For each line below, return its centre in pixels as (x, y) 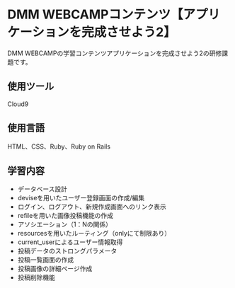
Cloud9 (18, 104)
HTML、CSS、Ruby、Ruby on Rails (59, 146)
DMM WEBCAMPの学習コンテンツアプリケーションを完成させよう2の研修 (115, 53)
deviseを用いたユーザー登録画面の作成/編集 (81, 198)
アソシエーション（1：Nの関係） (64, 224)
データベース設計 (42, 189)
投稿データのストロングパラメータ (67, 251)
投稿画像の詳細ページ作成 (55, 269)
